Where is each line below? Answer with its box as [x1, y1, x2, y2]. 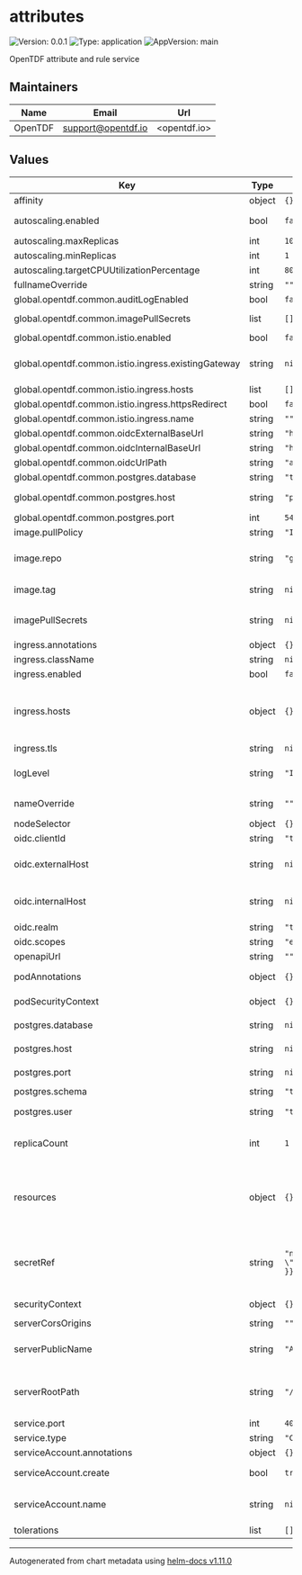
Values [9, 152, 49, 167]
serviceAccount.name [13, 1498, 106, 1510]
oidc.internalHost [13, 895, 87, 907]
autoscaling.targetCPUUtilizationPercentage [13, 264, 200, 276]
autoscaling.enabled [13, 214, 100, 227]
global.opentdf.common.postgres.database [13, 471, 197, 483]
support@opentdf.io [62, 121, 148, 134]
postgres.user [13, 1105, 73, 1118]
